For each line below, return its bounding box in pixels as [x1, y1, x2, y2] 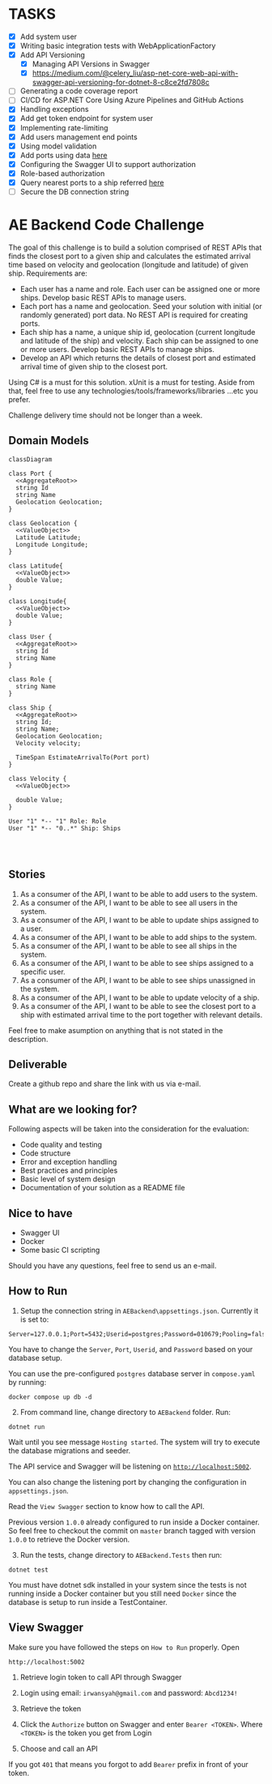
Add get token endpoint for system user [19, 114, 154, 123]
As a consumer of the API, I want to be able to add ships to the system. [19, 932, 257, 941]
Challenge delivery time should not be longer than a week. [8, 410, 203, 420]
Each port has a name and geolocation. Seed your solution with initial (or [19, 301, 262, 311]
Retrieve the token [19, 1704, 82, 1713]
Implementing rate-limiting [19, 122, 108, 132]
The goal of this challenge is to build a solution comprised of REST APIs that [8, 242, 262, 252]
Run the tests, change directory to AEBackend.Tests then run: [19, 1550, 223, 1559]
